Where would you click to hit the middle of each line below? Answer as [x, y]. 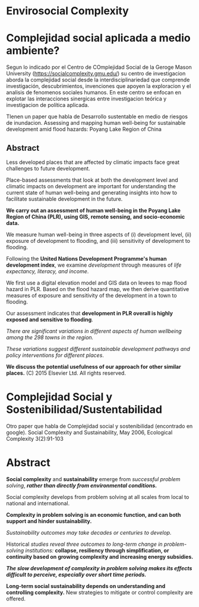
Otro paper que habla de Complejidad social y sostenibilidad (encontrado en [99, 426]
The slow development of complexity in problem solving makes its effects [99, 568]
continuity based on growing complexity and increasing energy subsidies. [100, 557]
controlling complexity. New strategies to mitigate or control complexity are [99, 592]
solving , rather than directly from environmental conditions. [82, 485]
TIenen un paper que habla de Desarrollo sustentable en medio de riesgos [97, 116]
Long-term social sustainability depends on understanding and [86, 586]
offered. [16, 599]
